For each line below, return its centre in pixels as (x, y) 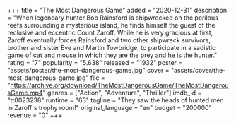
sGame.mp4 (25, 93)
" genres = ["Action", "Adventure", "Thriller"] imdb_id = (122, 93)
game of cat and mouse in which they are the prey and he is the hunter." (112, 55)
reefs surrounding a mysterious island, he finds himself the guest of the (111, 25)
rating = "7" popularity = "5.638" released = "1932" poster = (95, 63)
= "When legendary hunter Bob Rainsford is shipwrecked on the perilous (113, 18)
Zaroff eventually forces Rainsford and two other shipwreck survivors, (109, 40)
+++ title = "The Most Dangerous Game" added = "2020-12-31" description (117, 10)
